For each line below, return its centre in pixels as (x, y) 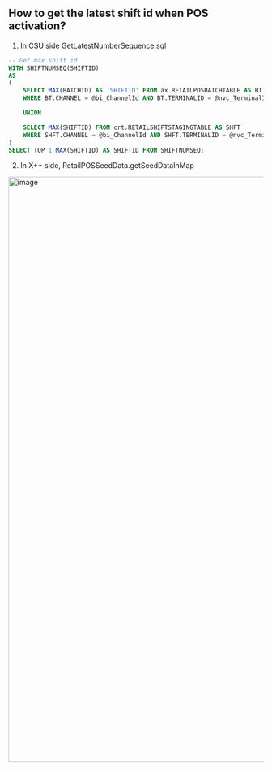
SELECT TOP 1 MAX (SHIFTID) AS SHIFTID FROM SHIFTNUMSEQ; (106, 150)
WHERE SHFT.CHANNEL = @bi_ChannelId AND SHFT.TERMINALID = (125, 135)
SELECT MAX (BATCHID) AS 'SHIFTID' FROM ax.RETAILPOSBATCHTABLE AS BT (143, 91)
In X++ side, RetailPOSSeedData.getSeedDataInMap (107, 166)
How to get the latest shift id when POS (108, 13)
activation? (37, 26)
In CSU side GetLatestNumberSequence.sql (93, 45)
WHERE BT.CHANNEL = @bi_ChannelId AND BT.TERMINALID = (117, 98)
